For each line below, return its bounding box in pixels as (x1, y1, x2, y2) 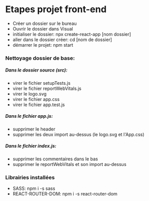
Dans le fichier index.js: (5, 143, 57, 149)
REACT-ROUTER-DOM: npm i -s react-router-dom (12, 191, 118, 197)
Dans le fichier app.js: (5, 113, 53, 119)
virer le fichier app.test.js (12, 102, 65, 108)
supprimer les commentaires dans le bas (12, 156, 98, 162)
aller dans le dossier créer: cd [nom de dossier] (12, 37, 112, 43)
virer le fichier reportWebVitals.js (12, 85, 81, 91)
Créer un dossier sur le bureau (12, 20, 77, 26)
